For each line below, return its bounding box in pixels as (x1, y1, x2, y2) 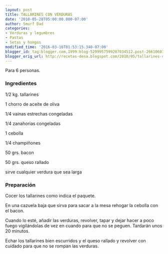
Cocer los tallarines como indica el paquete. (5, 192, 96, 198)
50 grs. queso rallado (5, 159, 49, 165)
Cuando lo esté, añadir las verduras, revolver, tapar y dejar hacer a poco (5, 217, 154, 223)
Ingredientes (5, 80, 37, 87)
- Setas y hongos (5, 40, 41, 45)
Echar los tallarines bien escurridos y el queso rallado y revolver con (5, 237, 146, 243)
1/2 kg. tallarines (5, 91, 39, 97)
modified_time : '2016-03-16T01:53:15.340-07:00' (5, 44, 108, 49)
